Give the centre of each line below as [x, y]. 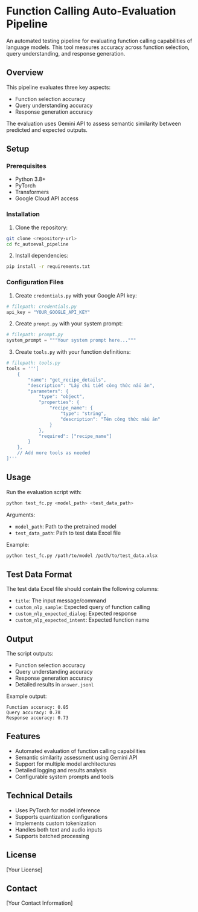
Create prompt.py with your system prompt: [69, 324]
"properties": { [59, 402]
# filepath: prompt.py [35, 335]
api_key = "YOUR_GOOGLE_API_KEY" [48, 312]
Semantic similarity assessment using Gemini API [76, 757]
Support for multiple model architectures [65, 764]
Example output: [27, 696]
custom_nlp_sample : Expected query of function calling [82, 607]
